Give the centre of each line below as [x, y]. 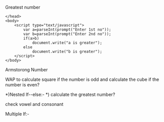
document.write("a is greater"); [67, 43]
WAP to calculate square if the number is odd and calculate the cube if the [82, 79]
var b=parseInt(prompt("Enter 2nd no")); [67, 34]
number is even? [22, 85]
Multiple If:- [17, 114]
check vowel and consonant [34, 104]
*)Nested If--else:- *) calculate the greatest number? [60, 94]
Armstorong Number [26, 70]
